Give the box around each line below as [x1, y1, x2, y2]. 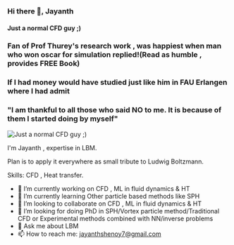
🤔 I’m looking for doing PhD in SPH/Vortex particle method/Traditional [17, 206, 220, 215]
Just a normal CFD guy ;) [7, 24, 82, 32]
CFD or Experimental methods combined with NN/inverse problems [17, 214, 214, 223]
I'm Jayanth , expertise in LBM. [7, 143, 97, 152]
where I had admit [7, 86, 70, 96]
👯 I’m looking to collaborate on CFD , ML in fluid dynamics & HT [17, 199, 202, 208]
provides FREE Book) [7, 59, 80, 69]
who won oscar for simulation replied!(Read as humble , [7, 50, 202, 60]
